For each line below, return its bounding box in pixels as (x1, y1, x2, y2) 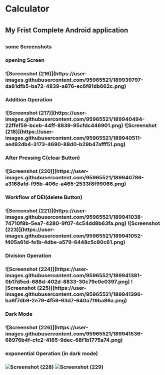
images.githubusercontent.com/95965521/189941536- (5, 330, 143, 337)
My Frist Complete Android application (5, 26, 128, 35)
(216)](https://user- (38, 70, 87, 77)
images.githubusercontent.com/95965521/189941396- (5, 291, 143, 298)
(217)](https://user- (38, 109, 87, 116)
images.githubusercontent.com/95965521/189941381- (5, 272, 142, 279)
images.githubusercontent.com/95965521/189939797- (5, 76, 143, 83)
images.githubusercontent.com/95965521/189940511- (5, 135, 142, 142)
